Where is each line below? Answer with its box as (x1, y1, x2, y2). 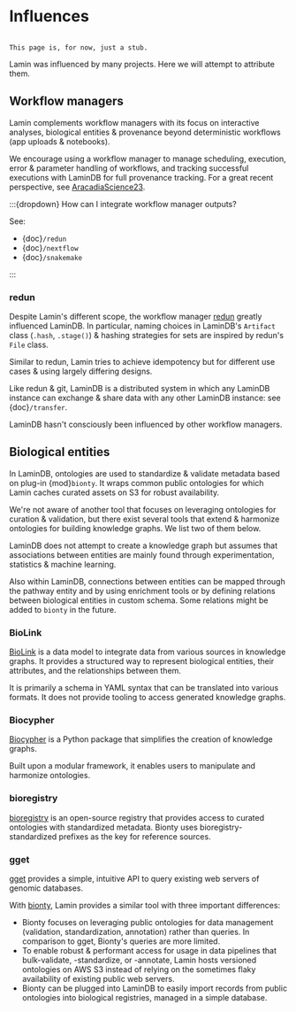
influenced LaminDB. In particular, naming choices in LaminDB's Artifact (9, 321, 276, 331)
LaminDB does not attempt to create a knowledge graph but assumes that (9, 540, 278, 551)
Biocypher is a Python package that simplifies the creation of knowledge (9, 734, 273, 745)
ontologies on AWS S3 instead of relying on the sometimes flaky (21, 964, 256, 975)
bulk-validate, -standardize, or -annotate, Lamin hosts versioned (21, 954, 257, 966)
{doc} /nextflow (21, 242, 79, 253)
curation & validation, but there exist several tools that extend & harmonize (9, 514, 280, 524)
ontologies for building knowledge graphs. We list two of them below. (9, 522, 262, 533)
